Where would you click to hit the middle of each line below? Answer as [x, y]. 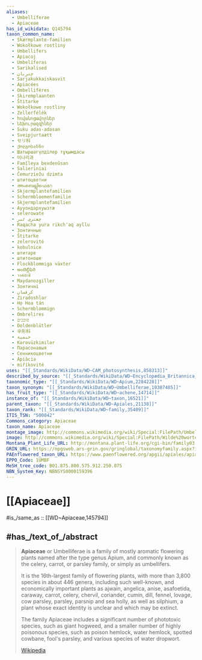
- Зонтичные [27, 230]
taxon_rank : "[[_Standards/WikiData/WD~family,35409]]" [78, 410]
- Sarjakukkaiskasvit [39, 79]
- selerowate [28, 214]
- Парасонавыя [29, 348]
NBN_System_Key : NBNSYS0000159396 [50, 471]
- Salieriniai [29, 169]
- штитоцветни [29, 180]
